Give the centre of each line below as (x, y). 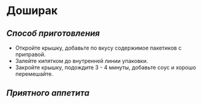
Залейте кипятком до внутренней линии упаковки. (81, 61)
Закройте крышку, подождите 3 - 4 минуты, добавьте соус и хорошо (106, 67)
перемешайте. (34, 74)
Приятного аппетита (48, 93)
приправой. (30, 54)
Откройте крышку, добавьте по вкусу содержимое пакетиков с (98, 48)
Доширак (32, 11)
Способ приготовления (53, 33)
